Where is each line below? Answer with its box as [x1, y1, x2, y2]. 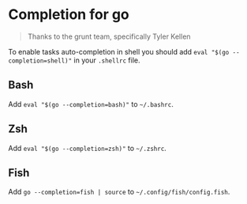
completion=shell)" [8, 57, 73, 65]
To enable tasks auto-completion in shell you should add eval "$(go [8, 47, 230, 56]
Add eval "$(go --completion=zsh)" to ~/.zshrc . [8, 143, 167, 153]
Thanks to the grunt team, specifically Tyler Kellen [27, 32, 191, 41]
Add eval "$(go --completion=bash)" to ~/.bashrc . [8, 99, 174, 108]
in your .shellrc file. [73, 55, 140, 65]
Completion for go [8, 6, 130, 24]
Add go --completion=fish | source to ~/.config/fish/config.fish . [8, 187, 230, 197]
